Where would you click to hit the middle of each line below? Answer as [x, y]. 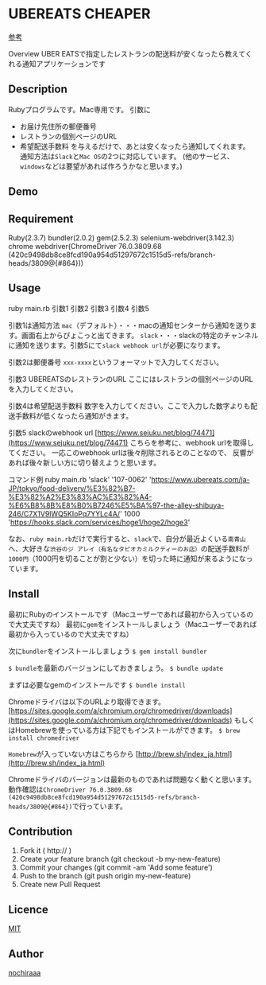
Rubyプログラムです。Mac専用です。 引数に [79, 109]
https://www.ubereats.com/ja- [200, 479]
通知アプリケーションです [64, 64]
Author [26, 954]
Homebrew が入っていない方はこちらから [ [73, 753]
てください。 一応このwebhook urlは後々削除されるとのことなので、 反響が [131, 452]
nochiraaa [25, 973]
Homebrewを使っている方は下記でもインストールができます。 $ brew [127, 730]
